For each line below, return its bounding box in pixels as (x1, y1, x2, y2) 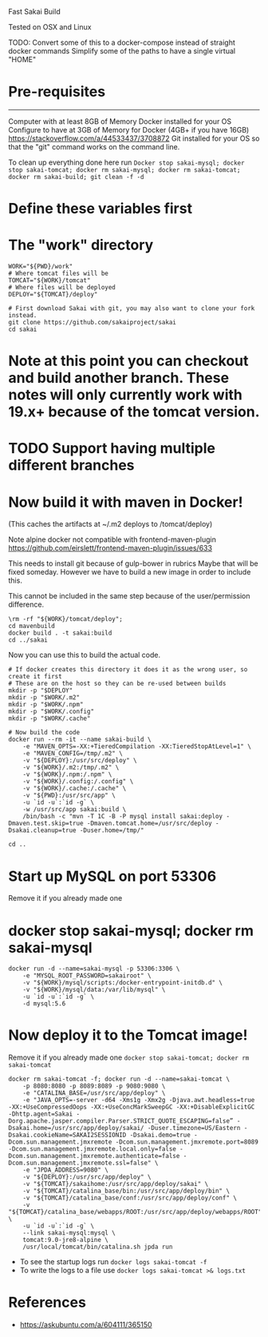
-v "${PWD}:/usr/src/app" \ (22, 791, 116, 800)
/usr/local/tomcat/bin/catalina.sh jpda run (22, 1243, 173, 1251)
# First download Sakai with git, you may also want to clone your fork (8, 304, 255, 312)
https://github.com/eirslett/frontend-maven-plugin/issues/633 (8, 543, 213, 553)
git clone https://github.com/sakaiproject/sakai (8, 319, 177, 327)
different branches (8, 456, 135, 475)
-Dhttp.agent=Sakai (8, 1110, 73, 1118)
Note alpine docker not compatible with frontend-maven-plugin (8, 535, 217, 544)
